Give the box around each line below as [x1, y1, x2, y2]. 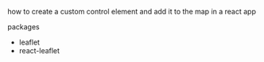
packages [7, 22, 41, 31]
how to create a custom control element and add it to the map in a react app [7, 7, 256, 16]
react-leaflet [18, 46, 60, 55]
